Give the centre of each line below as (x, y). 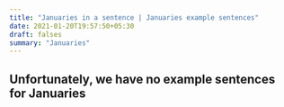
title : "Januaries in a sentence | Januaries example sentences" (134, 18)
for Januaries (48, 93)
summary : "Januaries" (50, 43)
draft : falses (36, 34)
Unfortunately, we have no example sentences (142, 79)
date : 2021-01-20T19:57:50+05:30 (72, 26)
